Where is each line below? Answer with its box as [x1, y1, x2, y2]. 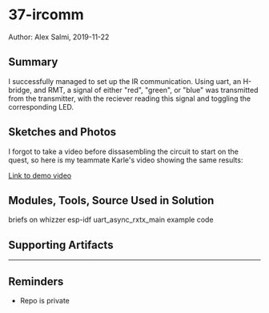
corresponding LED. [8, 102, 74, 111]
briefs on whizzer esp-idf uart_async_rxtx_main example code [8, 215, 214, 225]
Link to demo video [8, 171, 72, 180]
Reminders [8, 275, 64, 288]
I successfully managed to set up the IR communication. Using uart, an [8, 76, 242, 86]
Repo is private [19, 296, 70, 305]
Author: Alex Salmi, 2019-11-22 [8, 32, 110, 42]
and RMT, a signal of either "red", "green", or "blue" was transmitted [33, 85, 259, 94]
